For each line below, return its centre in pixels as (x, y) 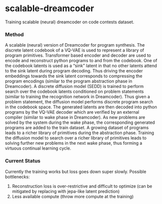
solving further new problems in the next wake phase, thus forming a (74, 143)
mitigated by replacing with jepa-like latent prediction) (66, 191)
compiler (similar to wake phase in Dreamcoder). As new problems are (75, 118)
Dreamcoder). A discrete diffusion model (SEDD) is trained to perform (74, 86)
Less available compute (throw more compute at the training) (73, 196)
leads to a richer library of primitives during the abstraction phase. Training (80, 133)
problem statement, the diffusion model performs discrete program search (79, 102)
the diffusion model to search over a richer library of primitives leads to (76, 138)
